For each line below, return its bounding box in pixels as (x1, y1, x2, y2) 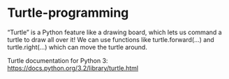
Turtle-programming (7, 5, 129, 21)
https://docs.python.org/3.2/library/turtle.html (7, 64, 138, 72)
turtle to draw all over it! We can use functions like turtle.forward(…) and (7, 35, 214, 43)
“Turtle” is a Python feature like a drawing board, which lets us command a (7, 28, 222, 36)
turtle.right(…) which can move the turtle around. (7, 43, 148, 51)
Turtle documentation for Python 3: (7, 56, 108, 64)
